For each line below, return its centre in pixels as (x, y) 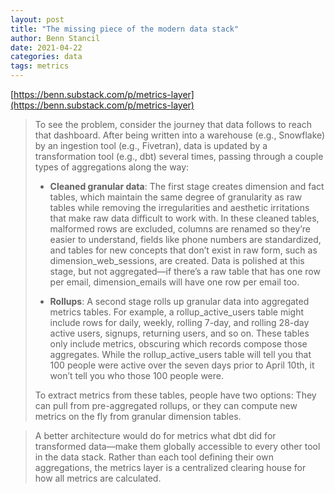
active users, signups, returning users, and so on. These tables (179, 333)
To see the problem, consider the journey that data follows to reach (173, 124)
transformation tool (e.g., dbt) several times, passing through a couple (179, 156)
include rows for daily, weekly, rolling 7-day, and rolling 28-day (179, 322)
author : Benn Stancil (55, 38)
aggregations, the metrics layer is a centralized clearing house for (170, 467)
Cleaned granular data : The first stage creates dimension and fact (187, 186)
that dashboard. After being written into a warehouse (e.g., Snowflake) (180, 135)
